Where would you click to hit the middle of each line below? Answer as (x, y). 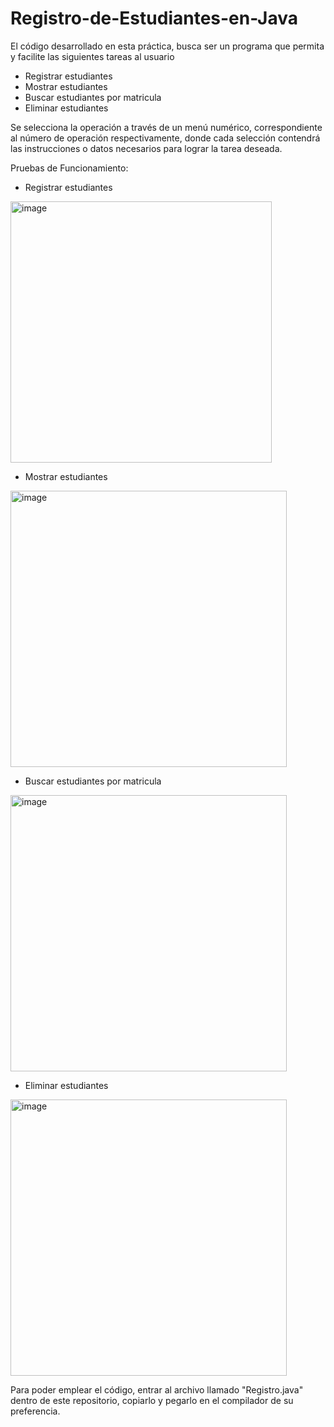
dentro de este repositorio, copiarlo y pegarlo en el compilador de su (152, 1400)
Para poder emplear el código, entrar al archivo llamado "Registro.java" (157, 1389)
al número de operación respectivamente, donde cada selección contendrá (165, 138)
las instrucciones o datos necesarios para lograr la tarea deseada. (146, 148)
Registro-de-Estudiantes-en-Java (154, 18)
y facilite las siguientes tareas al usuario (92, 56)
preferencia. (35, 1411)
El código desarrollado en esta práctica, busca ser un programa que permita (167, 46)
